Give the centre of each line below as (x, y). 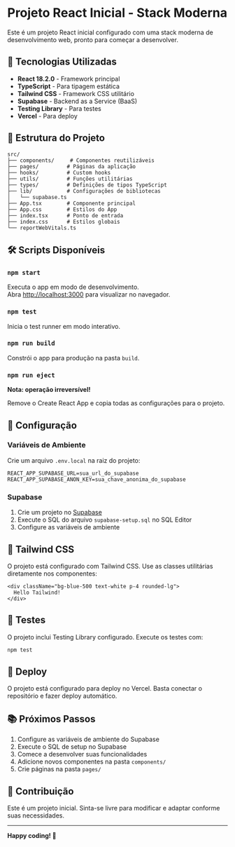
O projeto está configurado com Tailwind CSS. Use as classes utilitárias (110, 566)
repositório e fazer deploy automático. (62, 696)
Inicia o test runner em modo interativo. (64, 326)
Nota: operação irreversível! (49, 390)
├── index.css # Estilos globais (64, 222)
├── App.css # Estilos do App (62, 209)
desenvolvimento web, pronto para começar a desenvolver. (93, 39)
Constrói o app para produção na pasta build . (73, 358)
